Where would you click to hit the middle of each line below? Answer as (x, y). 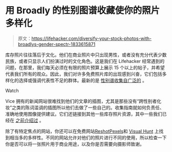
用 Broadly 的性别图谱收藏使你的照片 (83, 10)
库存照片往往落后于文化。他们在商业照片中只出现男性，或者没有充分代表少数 (86, 55)
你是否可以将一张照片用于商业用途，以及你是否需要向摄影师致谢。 (75, 144)
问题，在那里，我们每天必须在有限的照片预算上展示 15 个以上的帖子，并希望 (85, 68)
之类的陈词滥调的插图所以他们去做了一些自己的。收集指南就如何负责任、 (88, 107)
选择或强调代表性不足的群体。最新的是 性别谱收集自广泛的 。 (83, 80)
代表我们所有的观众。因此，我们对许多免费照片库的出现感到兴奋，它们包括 (84, 74)
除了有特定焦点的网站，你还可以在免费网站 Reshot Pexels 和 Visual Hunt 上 (82, 131)
